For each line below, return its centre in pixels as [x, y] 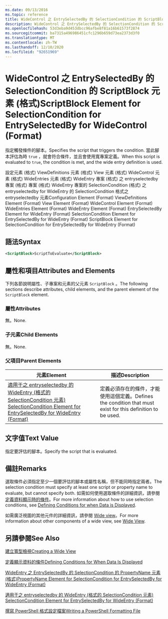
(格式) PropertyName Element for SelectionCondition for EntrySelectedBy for [83, 579]
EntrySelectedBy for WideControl [76, 125]
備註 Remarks [26, 469]
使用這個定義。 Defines [126, 396]
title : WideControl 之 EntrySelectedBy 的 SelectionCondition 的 [73, 19]
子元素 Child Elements [32, 335]
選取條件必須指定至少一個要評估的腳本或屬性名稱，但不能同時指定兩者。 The [84, 482]
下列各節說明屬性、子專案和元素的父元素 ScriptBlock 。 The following [76, 283]
